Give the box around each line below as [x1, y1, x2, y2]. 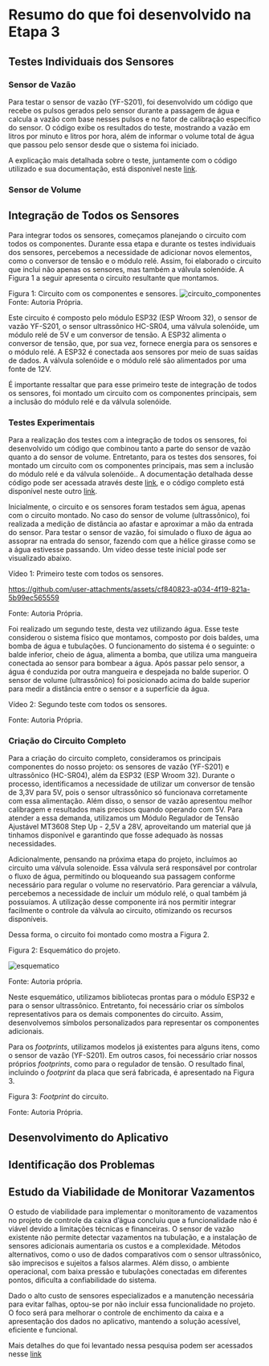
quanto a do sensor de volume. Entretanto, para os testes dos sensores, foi [8, 452, 257, 462]
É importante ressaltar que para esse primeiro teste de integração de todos [8, 380, 257, 389]
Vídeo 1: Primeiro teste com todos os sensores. [8, 569, 164, 578]
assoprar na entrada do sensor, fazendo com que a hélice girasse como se [8, 536, 256, 545]
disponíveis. [8, 915, 48, 924]
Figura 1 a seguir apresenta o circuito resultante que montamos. [8, 273, 219, 282]
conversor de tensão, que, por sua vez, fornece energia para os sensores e [8, 338, 258, 348]
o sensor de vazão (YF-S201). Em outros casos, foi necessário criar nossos [8, 1051, 258, 1060]
